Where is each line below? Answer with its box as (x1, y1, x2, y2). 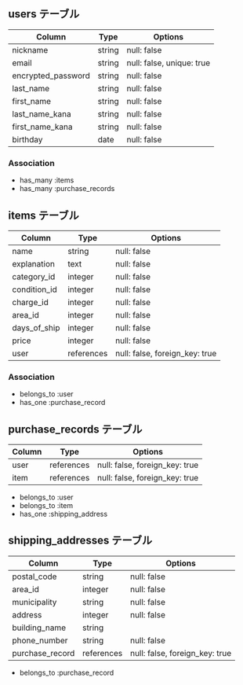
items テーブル (8, 208, 80, 222)
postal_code (12, 571, 57, 582)
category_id (12, 271, 56, 282)
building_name (12, 622, 67, 633)
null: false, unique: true (126, 57, 210, 68)
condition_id (12, 284, 57, 295)
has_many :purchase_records (19, 184, 115, 193)
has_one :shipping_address (19, 510, 108, 519)
